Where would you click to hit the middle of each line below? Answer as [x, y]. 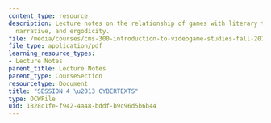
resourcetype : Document [48, 83]
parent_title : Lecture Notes [57, 69]
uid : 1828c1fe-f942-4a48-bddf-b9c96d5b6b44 [83, 106]
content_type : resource [48, 16]
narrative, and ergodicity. [63, 31]
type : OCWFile [32, 99]
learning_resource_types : [52, 53]
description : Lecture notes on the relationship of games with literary [133, 23]
